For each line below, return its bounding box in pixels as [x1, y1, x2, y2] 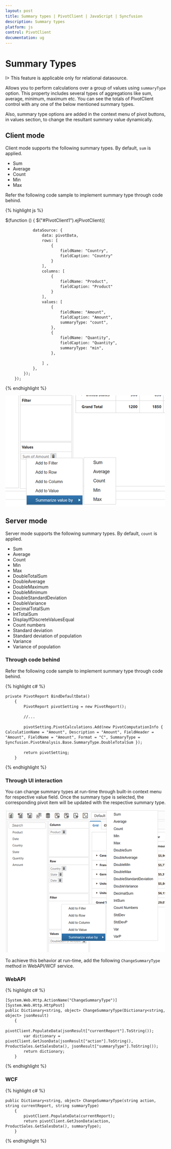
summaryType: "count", [60, 320, 109, 325]
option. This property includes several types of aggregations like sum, [5, 90, 153, 96]
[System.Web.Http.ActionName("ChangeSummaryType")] [5, 998, 117, 1003]
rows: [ [41, 238, 58, 243]
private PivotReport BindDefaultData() [5, 693, 90, 699]
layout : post [5, 8, 33, 13]
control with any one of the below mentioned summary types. [5, 101, 135, 107]
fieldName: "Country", [60, 248, 109, 253]
